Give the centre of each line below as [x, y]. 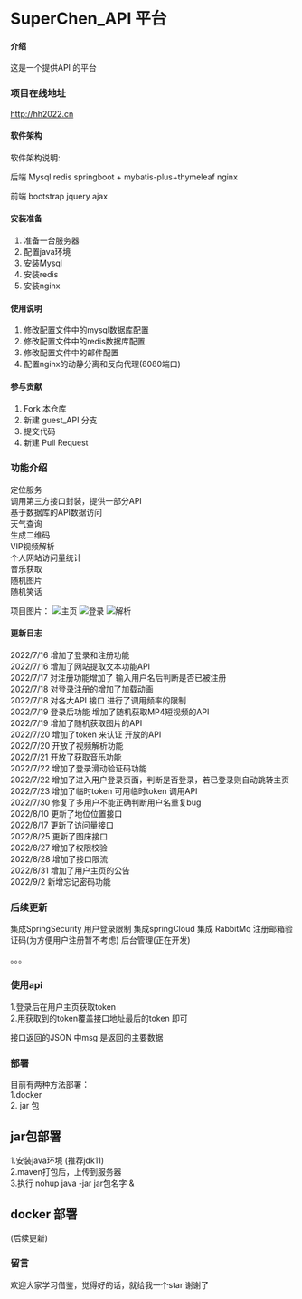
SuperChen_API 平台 [89, 19]
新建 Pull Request [56, 442]
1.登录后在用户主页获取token [63, 1006]
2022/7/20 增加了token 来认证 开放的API [86, 734]
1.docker [26, 1094]
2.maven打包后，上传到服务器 [66, 1171]
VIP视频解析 [33, 546]
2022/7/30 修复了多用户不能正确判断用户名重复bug [106, 802]
